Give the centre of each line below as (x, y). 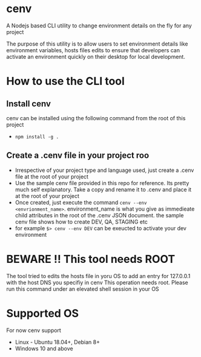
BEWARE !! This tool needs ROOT (91, 259)
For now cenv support (34, 330)
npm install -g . (37, 137)
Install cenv (29, 104)
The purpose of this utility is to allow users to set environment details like (97, 44)
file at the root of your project (52, 176)
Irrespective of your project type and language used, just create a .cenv (104, 170)
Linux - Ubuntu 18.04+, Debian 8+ (57, 342)
